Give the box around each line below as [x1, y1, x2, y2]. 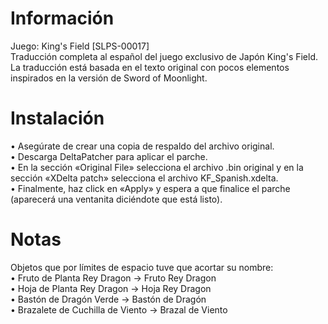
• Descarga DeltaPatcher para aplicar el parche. [10, 150, 208, 162]
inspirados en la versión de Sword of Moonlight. [10, 72, 208, 84]
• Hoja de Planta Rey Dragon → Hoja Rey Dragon [10, 282, 212, 294]
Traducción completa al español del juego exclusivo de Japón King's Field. [10, 50, 319, 62]
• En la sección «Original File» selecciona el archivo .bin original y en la [10, 161, 304, 173]
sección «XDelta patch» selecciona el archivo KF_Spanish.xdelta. [10, 172, 279, 184]
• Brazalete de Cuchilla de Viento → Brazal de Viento [10, 303, 228, 316]
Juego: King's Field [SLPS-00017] [10, 40, 150, 52]
